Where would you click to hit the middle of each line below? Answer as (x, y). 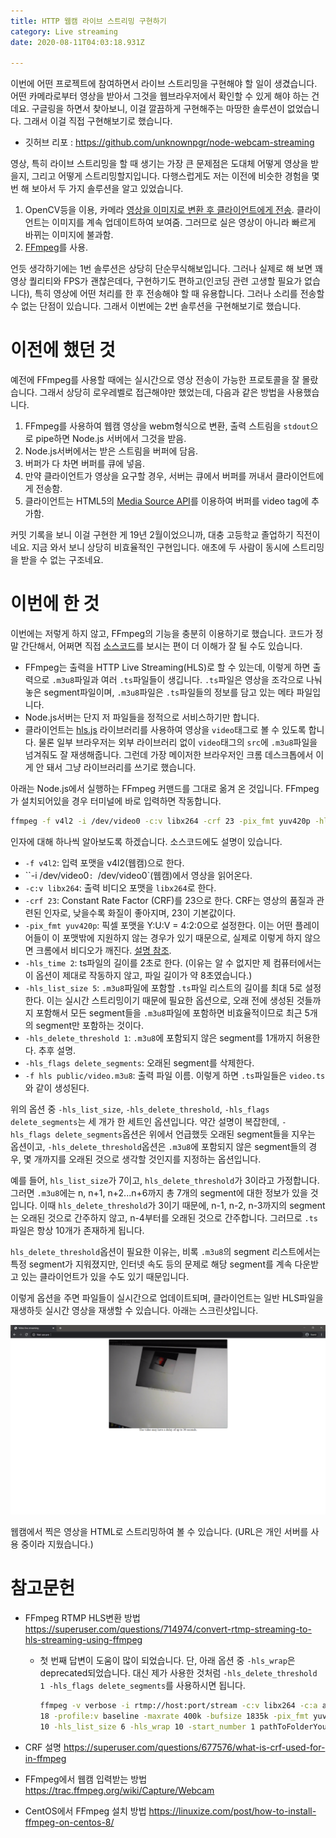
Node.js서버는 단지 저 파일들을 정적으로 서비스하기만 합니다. (142, 717)
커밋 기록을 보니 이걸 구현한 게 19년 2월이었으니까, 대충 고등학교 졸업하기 (152, 535)
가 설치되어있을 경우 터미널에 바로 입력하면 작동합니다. (116, 801)
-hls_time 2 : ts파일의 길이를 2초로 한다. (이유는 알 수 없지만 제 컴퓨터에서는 (173, 963)
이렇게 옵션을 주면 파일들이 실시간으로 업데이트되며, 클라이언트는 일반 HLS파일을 (167, 1298)
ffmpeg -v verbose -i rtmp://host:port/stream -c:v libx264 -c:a (178, 1706)
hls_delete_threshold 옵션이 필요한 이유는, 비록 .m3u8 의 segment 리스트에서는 (165, 1251)
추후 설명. (57, 1050)
